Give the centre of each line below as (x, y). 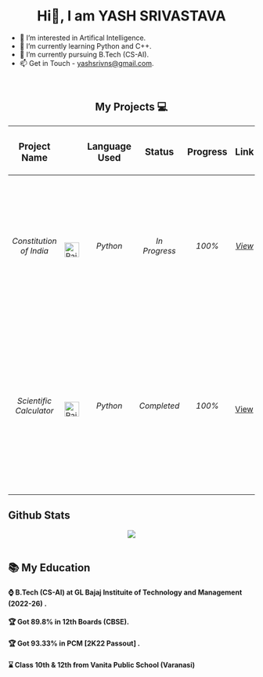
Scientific (34, 401)
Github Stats (39, 516)
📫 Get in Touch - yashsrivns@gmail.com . (86, 63)
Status (159, 152)
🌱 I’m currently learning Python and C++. (85, 45)
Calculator (34, 410)
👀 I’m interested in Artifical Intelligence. (83, 38)
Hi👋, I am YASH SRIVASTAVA (131, 16)
